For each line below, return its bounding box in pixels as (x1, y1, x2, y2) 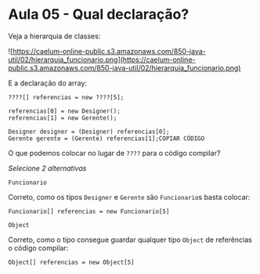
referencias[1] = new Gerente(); (8, 114, 117, 122)
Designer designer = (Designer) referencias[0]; (8, 128, 170, 135)
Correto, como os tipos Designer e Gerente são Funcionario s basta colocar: (8, 192, 251, 201)
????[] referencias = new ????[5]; (8, 93, 125, 101)
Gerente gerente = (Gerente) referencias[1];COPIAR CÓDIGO (8, 135, 205, 142)
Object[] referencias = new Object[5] (8, 258, 135, 266)
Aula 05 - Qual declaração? (8, 5, 190, 23)
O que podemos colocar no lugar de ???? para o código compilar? (8, 148, 221, 157)
